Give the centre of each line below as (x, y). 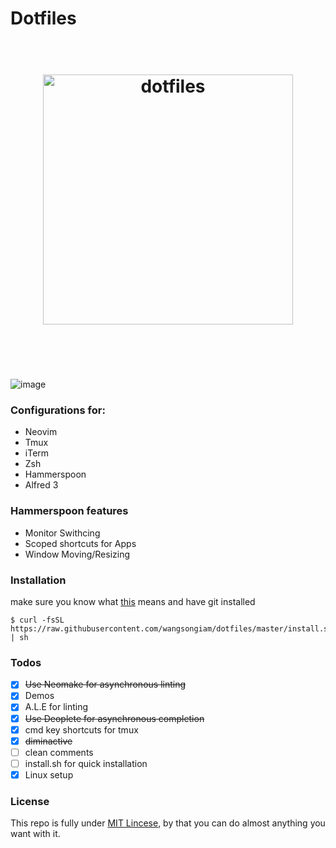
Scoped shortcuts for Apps (80, 543)
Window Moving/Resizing (77, 554)
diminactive (48, 741)
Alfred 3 (41, 485)
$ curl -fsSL (37, 620)
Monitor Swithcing (62, 533)
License (30, 801)
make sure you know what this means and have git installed (133, 602)
